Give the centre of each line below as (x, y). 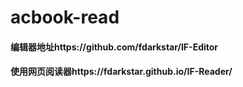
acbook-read (65, 17)
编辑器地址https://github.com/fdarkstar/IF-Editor (114, 47)
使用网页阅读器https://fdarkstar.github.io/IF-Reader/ (121, 72)
